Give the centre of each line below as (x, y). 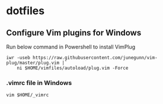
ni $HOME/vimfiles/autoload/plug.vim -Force (73, 68)
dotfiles (25, 11)
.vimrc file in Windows (39, 83)
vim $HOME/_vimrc (28, 95)
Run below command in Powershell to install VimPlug (71, 47)
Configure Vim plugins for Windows (74, 33)
